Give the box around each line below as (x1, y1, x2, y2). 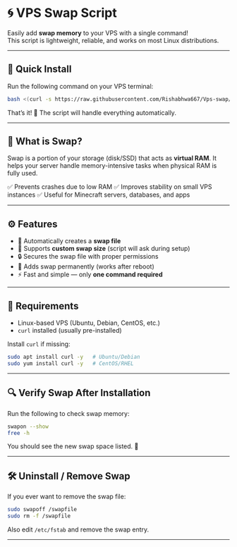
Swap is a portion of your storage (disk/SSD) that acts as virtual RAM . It (7, 154, 217, 163)
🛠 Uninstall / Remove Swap (7, 470, 130, 482)
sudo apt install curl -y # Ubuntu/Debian (7, 354, 140, 361)
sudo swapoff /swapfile (7, 506, 78, 513)
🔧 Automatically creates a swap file (17, 237, 121, 245)
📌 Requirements (7, 300, 79, 312)
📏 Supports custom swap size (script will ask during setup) (17, 245, 190, 253)
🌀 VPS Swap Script (7, 5, 118, 21)
